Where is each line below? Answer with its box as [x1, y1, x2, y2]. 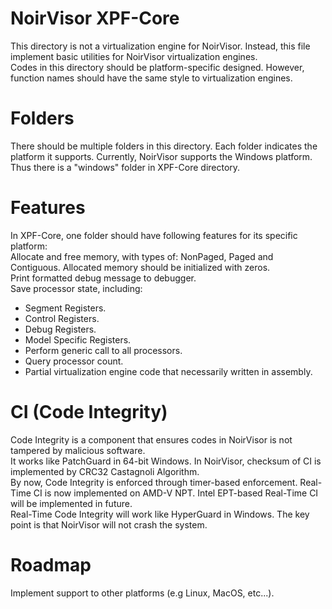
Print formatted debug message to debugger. [10, 272, 197, 284]
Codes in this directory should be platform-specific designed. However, [10, 61, 305, 73]
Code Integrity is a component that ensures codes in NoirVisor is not [10, 433, 293, 446]
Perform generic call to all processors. [24, 344, 183, 356]
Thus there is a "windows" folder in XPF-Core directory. [10, 161, 241, 173]
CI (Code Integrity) [10, 401, 168, 423]
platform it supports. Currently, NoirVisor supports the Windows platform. [10, 150, 313, 162]
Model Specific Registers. [24, 333, 132, 346]
